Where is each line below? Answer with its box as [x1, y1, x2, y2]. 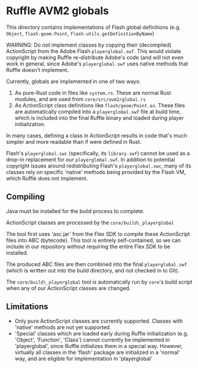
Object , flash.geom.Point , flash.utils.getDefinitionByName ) [6, 29, 155, 37]
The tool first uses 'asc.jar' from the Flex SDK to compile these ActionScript [6, 230, 190, 237]
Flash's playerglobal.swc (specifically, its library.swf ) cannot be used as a [6, 149, 190, 157]
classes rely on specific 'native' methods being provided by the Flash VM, [6, 168, 186, 175]
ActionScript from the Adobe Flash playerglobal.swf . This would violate [6, 47, 181, 54]
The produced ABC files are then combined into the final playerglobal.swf [6, 261, 187, 268]
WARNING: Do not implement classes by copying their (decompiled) [6, 41, 172, 48]
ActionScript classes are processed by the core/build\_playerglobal [6, 219, 174, 226]
